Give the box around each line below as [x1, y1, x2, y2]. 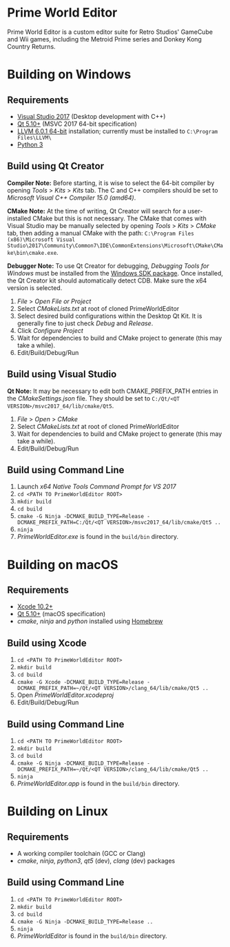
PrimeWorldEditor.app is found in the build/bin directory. [17, 779, 180, 787]
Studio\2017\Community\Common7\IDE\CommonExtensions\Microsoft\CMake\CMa [7, 242, 224, 249]
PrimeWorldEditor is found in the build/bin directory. [17, 931, 167, 940]
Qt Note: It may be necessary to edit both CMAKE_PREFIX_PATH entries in [7, 387, 218, 395]
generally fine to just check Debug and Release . [17, 319, 154, 327]
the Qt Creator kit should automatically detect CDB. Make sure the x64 [7, 276, 207, 285]
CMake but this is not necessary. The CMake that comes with [32, 214, 207, 222]
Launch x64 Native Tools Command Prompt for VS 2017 [17, 482, 177, 491]
